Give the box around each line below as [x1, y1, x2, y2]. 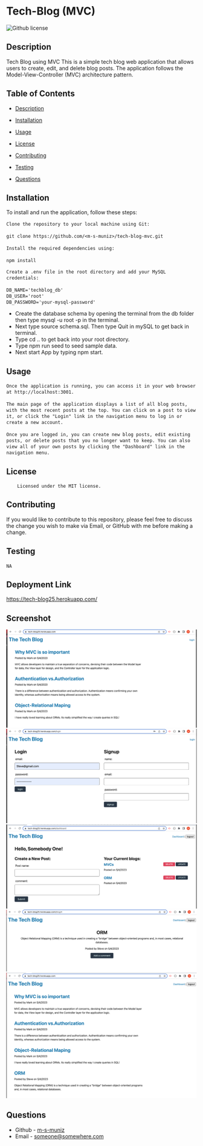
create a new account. [6, 420, 63, 426]
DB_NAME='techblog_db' [6, 287, 63, 294]
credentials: [6, 275, 39, 281]
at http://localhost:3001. [6, 389, 74, 396]
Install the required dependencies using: [6, 246, 115, 252]
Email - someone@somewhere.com [14, 1133, 104, 1140]
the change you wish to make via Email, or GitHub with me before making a [6, 522, 193, 529]
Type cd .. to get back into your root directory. [14, 335, 130, 343]
